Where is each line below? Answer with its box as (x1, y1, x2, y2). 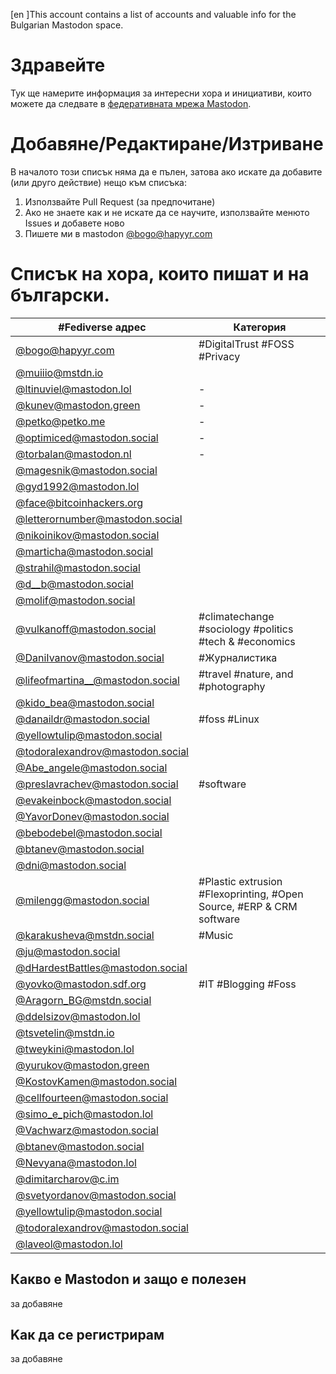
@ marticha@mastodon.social (15, 544, 154, 558)
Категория (233, 320, 287, 334)
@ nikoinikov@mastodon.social (15, 528, 160, 542)
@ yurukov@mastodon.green (15, 1058, 150, 1072)
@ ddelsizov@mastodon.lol (15, 1009, 141, 1023)
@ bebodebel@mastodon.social (15, 825, 163, 839)
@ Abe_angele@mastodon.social (15, 760, 168, 774)
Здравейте (10, 54, 106, 77)
